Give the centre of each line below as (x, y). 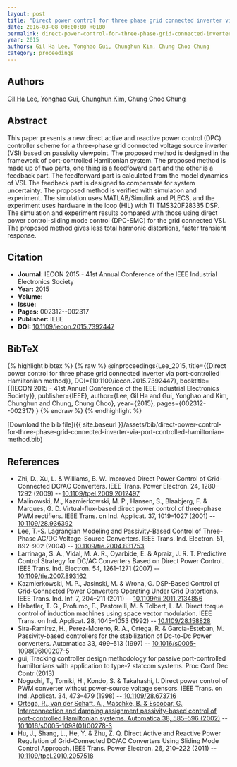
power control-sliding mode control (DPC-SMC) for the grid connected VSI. (117, 220)
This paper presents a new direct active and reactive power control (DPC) (114, 137)
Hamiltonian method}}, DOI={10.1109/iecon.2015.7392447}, (93, 381)
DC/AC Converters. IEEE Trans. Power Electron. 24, (126, 486)
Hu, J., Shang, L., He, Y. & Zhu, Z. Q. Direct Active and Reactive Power (119, 733)
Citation (25, 257)
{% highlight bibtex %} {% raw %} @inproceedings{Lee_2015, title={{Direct (117, 366)
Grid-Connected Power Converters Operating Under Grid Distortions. (118, 591)
